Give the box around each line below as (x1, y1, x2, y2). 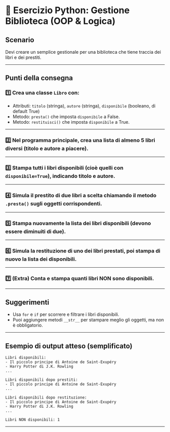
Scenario (5, 35, 34, 44)
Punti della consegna (5, 74, 73, 83)
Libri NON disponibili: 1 (5, 417, 60, 422)
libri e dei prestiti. (5, 54, 41, 60)
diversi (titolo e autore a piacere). (5, 145, 89, 152)
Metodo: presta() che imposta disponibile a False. (12, 114, 120, 120)
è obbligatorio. (12, 322, 43, 329)
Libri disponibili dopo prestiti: (5, 377, 78, 382)
